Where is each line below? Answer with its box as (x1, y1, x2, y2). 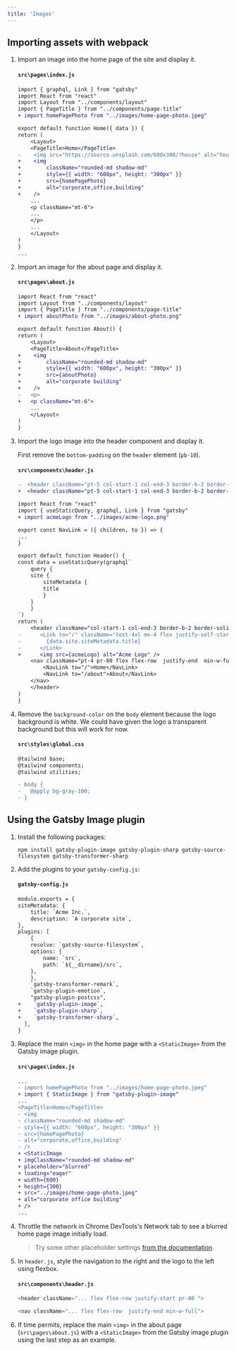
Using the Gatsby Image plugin (7, 814, 146, 826)
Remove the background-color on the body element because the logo (17, 710, 216, 718)
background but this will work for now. (17, 725, 129, 733)
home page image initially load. (17, 1229, 108, 1238)
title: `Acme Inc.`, (30, 908, 91, 916)
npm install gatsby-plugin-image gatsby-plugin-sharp (17, 846, 179, 853)
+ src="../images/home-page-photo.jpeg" (17, 1189, 138, 1197)
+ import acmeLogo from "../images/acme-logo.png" (17, 513, 170, 520)
